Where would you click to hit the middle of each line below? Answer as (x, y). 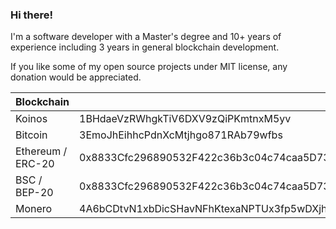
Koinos (31, 119)
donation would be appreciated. (76, 77)
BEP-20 (34, 193)
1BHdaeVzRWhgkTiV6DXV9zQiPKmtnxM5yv (185, 119)
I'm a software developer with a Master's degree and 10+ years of (146, 37)
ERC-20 (35, 164)
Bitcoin (31, 135)
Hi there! (32, 15)
